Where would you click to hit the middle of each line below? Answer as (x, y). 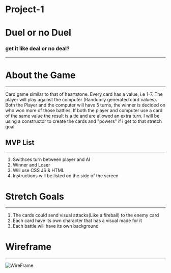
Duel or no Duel (38, 33)
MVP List (20, 143)
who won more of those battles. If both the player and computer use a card (84, 110)
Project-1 (25, 9)
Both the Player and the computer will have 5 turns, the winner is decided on (85, 105)
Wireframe (28, 247)
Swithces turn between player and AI (51, 159)
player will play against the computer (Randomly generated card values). (81, 99)
